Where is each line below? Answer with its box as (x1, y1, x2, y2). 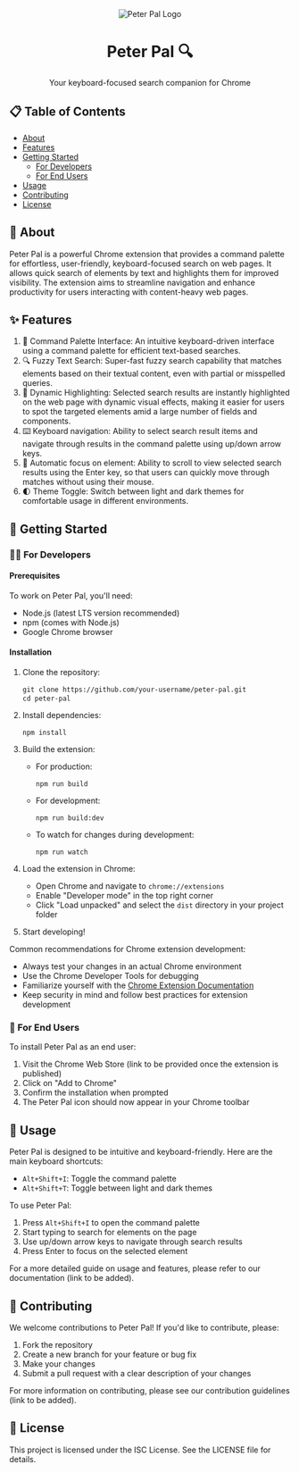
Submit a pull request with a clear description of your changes (21, 1368, 252, 1379)
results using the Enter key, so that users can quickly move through (21, 467, 270, 478)
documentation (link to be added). (9, 1273, 135, 1284)
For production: (35, 761, 93, 772)
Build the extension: (21, 744, 96, 755)
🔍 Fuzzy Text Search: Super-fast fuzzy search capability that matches (21, 355, 283, 366)
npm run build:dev (35, 814, 104, 823)
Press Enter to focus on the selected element (21, 1246, 188, 1257)
